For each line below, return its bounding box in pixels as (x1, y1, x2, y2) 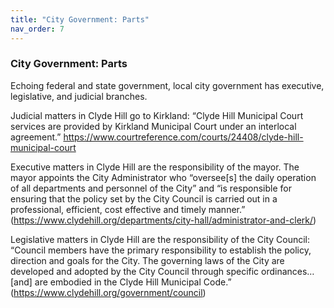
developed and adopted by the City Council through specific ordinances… (10, 265, 315, 277)
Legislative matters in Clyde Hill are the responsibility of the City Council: (10, 233, 311, 245)
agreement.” (10, 131, 62, 143)
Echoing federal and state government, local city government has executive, (10, 79, 325, 91)
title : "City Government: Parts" (10, 14, 150, 25)
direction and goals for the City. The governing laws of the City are (10, 254, 285, 266)
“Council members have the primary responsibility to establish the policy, (10, 244, 312, 256)
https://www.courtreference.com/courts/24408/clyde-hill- (63, 131, 304, 143)
